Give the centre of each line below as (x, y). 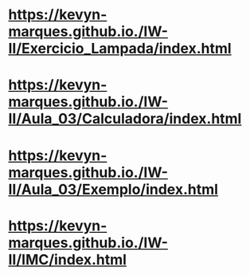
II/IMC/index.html (68, 259)
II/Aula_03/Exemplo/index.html (113, 189)
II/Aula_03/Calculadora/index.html (125, 119)
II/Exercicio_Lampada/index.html (120, 49)
